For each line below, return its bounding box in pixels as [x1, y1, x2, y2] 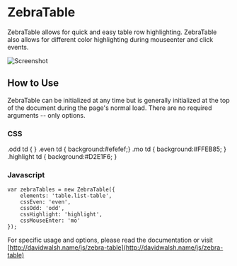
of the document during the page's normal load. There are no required [7, 104, 212, 112]
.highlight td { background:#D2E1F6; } [7, 153, 117, 161]
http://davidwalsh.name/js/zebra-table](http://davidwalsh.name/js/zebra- [9, 243, 224, 252]
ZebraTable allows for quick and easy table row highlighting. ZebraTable [7, 28, 217, 36]
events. [7, 43, 29, 51]
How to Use [7, 77, 59, 89]
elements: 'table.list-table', [20, 192, 112, 199]
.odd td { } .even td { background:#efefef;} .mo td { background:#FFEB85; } [7, 145, 227, 153]
